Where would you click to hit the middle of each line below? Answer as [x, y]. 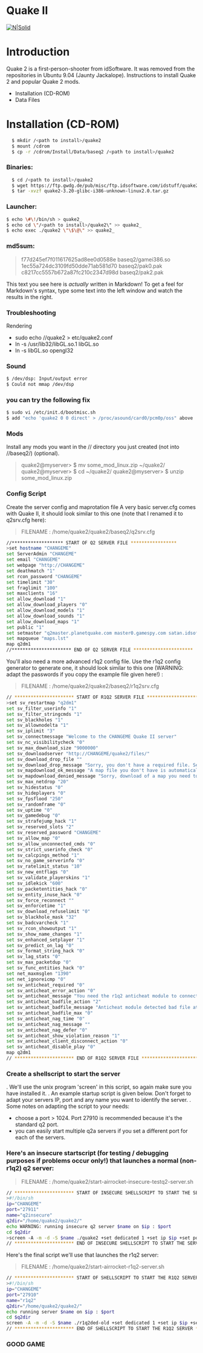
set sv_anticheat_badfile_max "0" [50, 1013]
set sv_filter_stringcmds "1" [44, 714]
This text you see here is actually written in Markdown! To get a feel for [95, 284]
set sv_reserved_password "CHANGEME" [54, 833]
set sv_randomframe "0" [36, 805]
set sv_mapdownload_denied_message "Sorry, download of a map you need [98, 776]
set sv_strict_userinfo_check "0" [50, 849]
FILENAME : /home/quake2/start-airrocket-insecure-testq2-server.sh [107, 1181]
